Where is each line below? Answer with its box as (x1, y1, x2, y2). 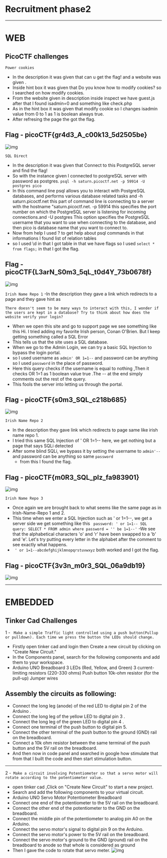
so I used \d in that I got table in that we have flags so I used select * (12, 240, 155, 247)
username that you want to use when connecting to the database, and (12, 219, 157, 225)
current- (137, 665, 155, 671)
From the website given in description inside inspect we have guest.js (12, 95, 155, 101)
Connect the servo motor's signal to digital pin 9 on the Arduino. (12, 826, 144, 832)
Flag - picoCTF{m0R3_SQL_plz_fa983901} (5, 473, 140, 482)
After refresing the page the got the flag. (12, 116, 95, 122)
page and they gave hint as (5, 296, 61, 302)
